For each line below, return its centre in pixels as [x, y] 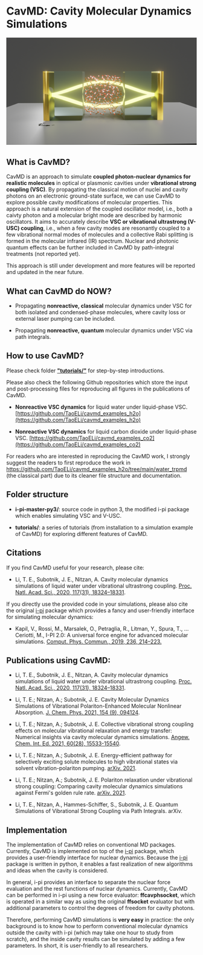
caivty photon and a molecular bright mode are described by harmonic [94, 215]
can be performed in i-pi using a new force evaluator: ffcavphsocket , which [101, 895]
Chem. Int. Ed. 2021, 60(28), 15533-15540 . [68, 743]
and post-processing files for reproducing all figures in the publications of [98, 389]
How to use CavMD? [45, 356]
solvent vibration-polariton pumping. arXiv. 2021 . [76, 768]
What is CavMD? [38, 162]
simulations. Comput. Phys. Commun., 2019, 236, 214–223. [88, 642]
